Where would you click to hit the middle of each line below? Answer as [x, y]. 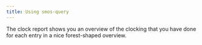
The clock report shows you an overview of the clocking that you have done [101, 29]
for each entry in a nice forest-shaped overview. [66, 35]
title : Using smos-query [38, 12]
